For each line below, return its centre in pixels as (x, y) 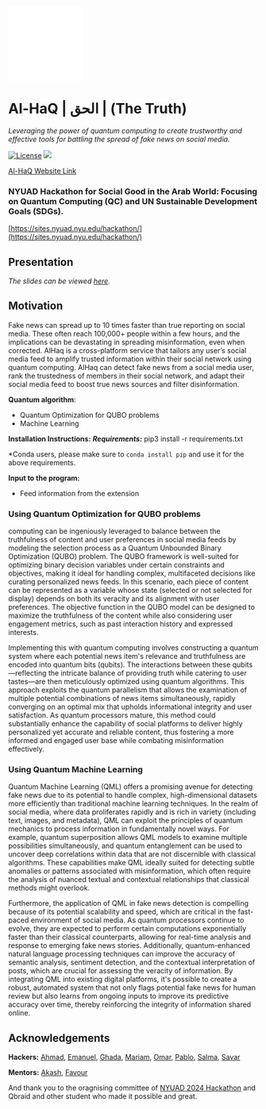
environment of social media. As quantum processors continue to (137, 920)
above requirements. (42, 462)
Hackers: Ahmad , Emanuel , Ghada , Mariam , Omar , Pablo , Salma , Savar (124, 1057)
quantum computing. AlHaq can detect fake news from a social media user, (131, 367)
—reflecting (27, 673)
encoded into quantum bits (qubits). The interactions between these (120, 664)
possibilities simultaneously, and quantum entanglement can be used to (125, 846)
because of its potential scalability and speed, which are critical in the (122, 912)
